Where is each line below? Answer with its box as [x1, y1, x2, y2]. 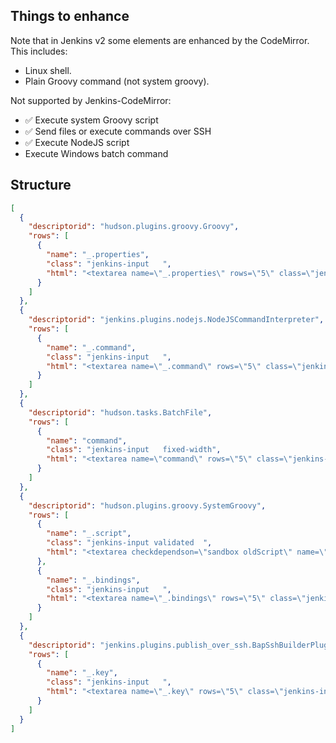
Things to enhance [10, 8, 130, 25]
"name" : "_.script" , [46, 529, 132, 539]
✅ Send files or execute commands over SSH [24, 125, 212, 137]
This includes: [10, 45, 68, 57]
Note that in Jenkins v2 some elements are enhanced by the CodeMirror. [10, 34, 310, 46]
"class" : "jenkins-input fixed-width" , [46, 445, 222, 455]
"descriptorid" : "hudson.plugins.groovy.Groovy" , [28, 222, 240, 232]
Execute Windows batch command [24, 147, 169, 159]
